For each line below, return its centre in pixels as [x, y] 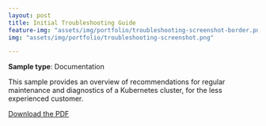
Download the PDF [39, 114]
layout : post [30, 15]
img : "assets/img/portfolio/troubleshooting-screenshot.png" [111, 37]
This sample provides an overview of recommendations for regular [117, 82]
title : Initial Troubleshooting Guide [72, 23]
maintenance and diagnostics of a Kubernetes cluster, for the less [116, 91]
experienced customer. [46, 98]
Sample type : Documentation [56, 67]
